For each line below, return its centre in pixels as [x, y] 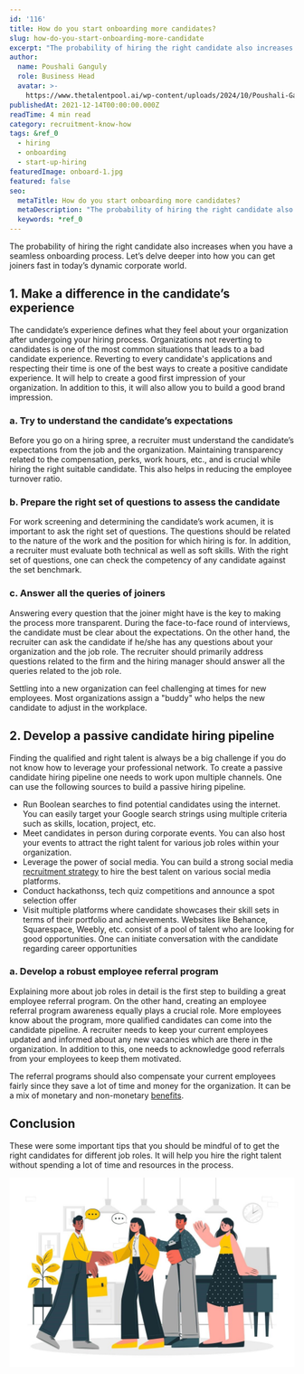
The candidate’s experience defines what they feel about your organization [149, 329]
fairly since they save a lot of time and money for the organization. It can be [150, 1085]
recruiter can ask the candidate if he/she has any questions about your [141, 641]
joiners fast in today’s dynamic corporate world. [98, 265]
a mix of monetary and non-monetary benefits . [96, 1095]
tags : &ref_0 [34, 134]
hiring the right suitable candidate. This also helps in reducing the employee [151, 469]
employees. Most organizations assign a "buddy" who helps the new [137, 697]
